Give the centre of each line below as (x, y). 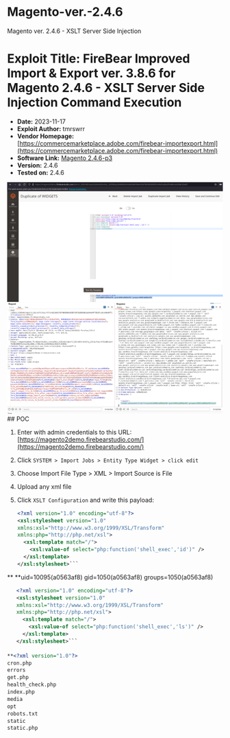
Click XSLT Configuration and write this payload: (85, 500)
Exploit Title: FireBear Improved (99, 59)
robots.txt (23, 714)
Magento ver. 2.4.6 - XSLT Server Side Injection (74, 31)
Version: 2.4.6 (37, 165)
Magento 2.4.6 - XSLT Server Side (106, 88)
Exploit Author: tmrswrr (51, 128)
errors (16, 670)
